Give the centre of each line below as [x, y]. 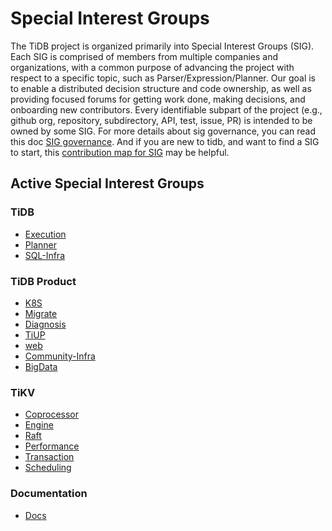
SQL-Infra [44, 255]
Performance [52, 446]
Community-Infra [60, 356]
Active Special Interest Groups [107, 183]
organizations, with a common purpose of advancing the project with [152, 67]
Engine [39, 425]
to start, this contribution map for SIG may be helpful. [120, 152]
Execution [45, 234]
